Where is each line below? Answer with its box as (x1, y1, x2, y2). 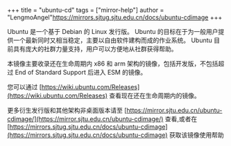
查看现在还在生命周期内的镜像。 (109, 91, 201, 100)
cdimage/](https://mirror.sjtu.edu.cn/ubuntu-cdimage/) (7, 115, 164, 123)
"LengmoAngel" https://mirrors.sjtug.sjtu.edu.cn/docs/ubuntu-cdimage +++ (7, 13, 223, 21)
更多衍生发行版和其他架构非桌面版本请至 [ (7, 107, 127, 114)
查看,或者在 (164, 115, 198, 123)
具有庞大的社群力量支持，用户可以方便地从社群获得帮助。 (12, 45, 178, 53)
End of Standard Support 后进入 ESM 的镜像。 (15, 69, 147, 76)
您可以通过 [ (7, 83, 42, 91)
